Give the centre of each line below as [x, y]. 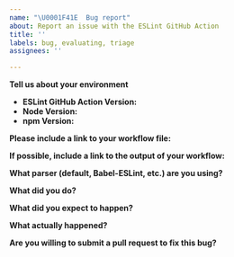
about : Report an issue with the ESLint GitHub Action [114, 26]
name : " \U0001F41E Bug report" [70, 18]
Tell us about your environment [69, 84]
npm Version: [48, 121]
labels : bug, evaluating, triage [72, 43]
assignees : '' [36, 51]
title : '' [28, 34]
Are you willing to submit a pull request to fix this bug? [113, 243]
